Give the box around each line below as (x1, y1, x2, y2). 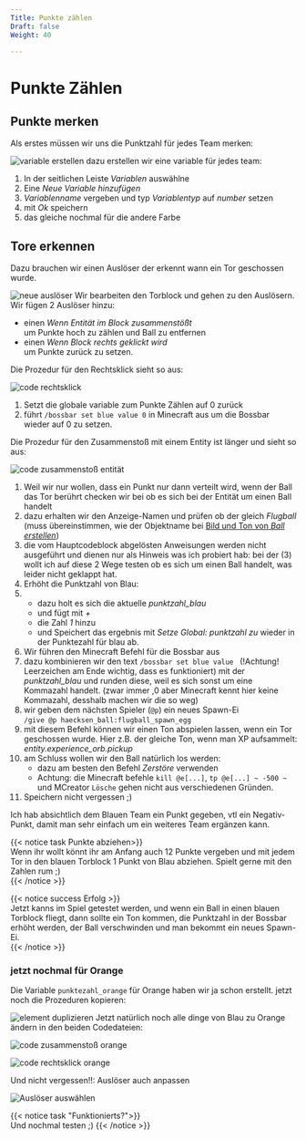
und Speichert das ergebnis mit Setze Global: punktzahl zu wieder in (36, 627, 295, 638)
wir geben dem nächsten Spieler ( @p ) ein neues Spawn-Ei (23, 704, 240, 716)
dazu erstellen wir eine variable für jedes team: (86, 156, 262, 167)
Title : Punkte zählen (10, 13, 93, 23)
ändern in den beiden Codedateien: (10, 1022, 144, 1033)
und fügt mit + (36, 607, 91, 618)
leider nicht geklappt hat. (23, 569, 117, 580)
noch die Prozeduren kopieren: (10, 995, 127, 1006)
